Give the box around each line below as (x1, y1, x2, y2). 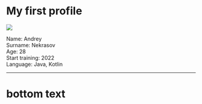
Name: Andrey (6, 35, 42, 42)
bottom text (6, 87, 66, 101)
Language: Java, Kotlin (6, 60, 63, 68)
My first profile (6, 4, 82, 18)
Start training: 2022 (6, 54, 55, 61)
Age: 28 (6, 48, 26, 55)
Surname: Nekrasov (6, 41, 56, 48)
